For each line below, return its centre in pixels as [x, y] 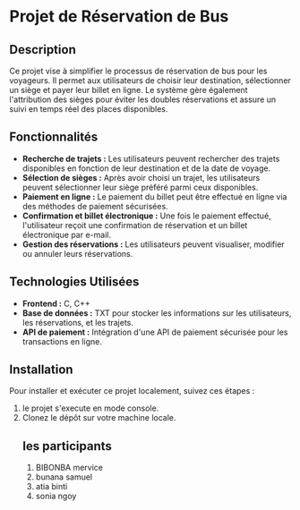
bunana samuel [64, 477]
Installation [41, 370]
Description [43, 50]
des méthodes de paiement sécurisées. [95, 206]
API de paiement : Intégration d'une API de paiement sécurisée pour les [155, 332]
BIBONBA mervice [69, 468]
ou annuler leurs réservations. [77, 253]
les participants [67, 446]
